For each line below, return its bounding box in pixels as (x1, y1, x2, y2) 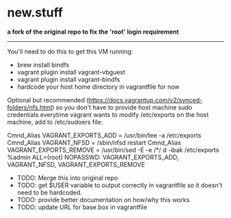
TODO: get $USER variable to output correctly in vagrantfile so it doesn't (16, 181, 223, 189)
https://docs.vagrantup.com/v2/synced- (88, 96, 203, 104)
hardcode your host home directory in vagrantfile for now (16, 83, 180, 91)
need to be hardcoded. (16, 188, 82, 197)
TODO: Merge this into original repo (16, 173, 118, 182)
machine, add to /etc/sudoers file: (7, 118, 103, 126)
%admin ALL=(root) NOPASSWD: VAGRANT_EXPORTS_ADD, (7, 153, 179, 161)
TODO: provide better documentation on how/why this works (16, 195, 190, 204)
